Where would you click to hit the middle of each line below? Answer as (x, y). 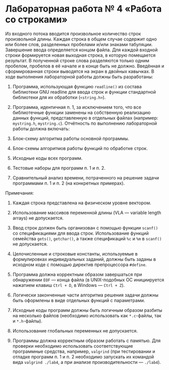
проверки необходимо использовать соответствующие (73, 346)
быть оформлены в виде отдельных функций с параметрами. (79, 300)
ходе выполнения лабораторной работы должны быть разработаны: (79, 77)
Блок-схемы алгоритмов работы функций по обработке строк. (80, 148)
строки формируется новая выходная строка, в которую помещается (80, 55)
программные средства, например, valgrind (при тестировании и (84, 351)
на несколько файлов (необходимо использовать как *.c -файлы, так (87, 315)
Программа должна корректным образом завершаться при (77, 274)
